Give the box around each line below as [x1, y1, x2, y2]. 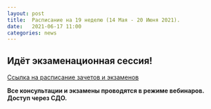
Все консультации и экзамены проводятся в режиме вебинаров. [7, 87, 205, 95]
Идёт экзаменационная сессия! [7, 54, 153, 66]
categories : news [7, 29, 57, 37]
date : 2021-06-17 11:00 [7, 23, 81, 30]
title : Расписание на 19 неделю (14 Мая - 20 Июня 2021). [7, 17, 181, 23]
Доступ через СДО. [7, 94, 68, 102]
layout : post [7, 10, 45, 17]
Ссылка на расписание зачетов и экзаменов [7, 73, 139, 81]
